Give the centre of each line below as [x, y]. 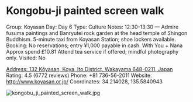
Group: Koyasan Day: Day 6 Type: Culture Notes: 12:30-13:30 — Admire [92, 27]
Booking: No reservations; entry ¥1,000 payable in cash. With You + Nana [94, 45]
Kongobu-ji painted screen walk [85, 11]
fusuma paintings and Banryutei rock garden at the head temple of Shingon [97, 33]
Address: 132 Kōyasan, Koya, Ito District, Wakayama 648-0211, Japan [90, 69]
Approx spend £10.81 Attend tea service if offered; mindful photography [92, 51]
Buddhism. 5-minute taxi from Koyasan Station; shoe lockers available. [91, 39]
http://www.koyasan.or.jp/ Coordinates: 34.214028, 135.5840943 [84, 81]
